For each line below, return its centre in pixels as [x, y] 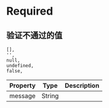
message [23, 96]
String [50, 96]
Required [30, 11]
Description [82, 85]
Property [23, 85]
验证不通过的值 [34, 35]
